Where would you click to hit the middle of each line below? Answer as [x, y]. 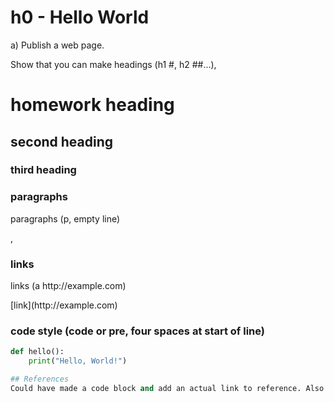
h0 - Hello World [80, 17]
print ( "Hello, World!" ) [78, 361]
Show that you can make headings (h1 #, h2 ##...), [113, 64]
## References [40, 379]
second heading [62, 141]
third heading [43, 170]
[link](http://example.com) [64, 305]
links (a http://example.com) [68, 286]
